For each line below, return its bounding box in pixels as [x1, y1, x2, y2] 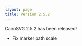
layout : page [5, 7, 32, 12]
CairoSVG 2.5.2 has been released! [5, 25, 77, 31]
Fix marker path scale [12, 35, 57, 41]
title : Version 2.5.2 [5, 12, 50, 17]
